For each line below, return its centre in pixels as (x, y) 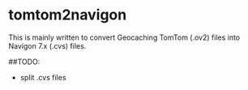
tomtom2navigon (68, 15)
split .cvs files (43, 77)
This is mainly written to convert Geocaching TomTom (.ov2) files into (124, 37)
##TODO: (24, 62)
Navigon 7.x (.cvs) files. (47, 45)
